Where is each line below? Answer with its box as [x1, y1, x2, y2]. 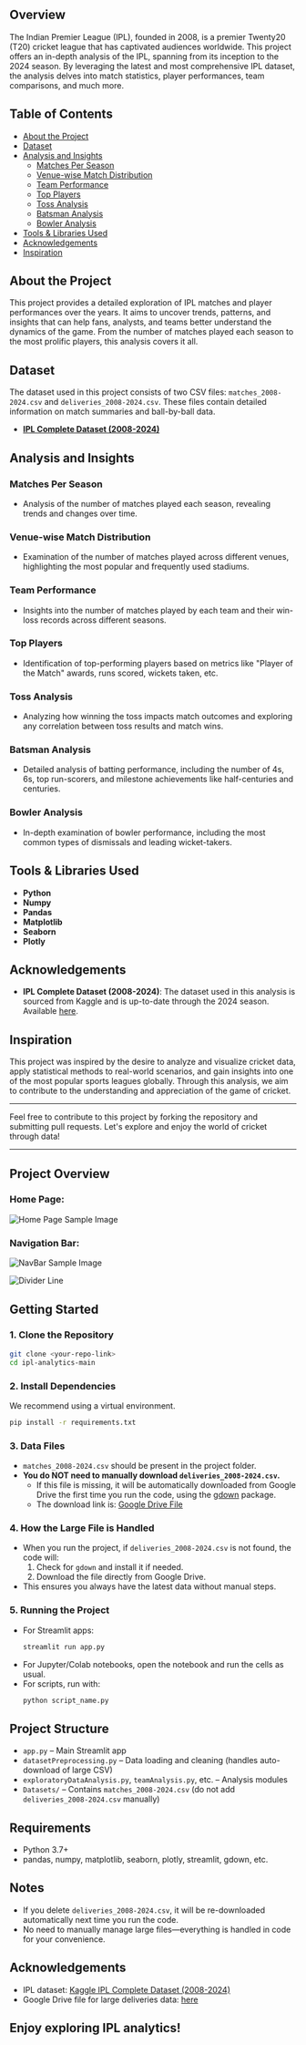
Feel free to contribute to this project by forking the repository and [9, 1111, 258, 1122]
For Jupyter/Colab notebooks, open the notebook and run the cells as [22, 1658, 284, 1669]
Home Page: [9, 1193, 66, 1206]
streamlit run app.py [22, 1642, 105, 1651]
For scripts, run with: [22, 1678, 101, 1689]
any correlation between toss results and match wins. [22, 720, 224, 732]
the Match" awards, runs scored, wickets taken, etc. [22, 667, 219, 678]
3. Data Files [9, 1440, 66, 1452]
